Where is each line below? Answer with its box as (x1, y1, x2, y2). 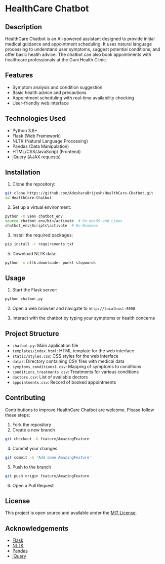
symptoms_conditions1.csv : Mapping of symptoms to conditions (12, 364, 142, 370)
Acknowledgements (5, 524, 69, 532)
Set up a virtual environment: (12, 204, 72, 210)
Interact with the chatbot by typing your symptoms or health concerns (12, 315, 155, 321)
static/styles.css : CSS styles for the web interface (12, 353, 119, 359)
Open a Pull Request (12, 482, 54, 488)
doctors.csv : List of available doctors (12, 374, 88, 380)
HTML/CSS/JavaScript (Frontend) (12, 148, 81, 154)
